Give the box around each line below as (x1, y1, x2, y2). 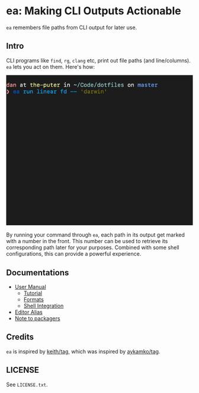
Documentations (6, 268, 69, 278)
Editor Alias (14, 309, 43, 316)
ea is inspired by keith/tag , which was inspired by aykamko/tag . (6, 348, 161, 355)
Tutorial (23, 290, 43, 297)
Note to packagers (14, 315, 60, 322)
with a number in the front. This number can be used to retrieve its (6, 238, 168, 245)
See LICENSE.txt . (6, 381, 49, 388)
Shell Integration (23, 302, 64, 310)
